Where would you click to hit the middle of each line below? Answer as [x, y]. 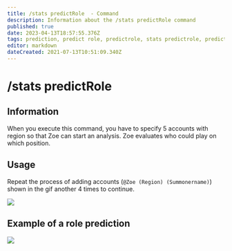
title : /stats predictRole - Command [63, 13]
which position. [29, 143]
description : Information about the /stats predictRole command [101, 20]
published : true [30, 26]
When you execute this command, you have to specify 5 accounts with [108, 128]
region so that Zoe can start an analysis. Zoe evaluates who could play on [112, 136]
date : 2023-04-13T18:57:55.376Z [54, 33]
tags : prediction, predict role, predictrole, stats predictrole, [105, 39]
